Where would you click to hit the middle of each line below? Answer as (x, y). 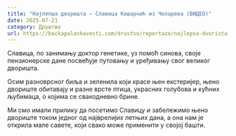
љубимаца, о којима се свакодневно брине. (73, 97)
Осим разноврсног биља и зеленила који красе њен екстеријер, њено (113, 82)
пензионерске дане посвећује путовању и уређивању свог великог (109, 61)
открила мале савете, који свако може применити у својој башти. (106, 125)
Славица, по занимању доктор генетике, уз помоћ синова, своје (104, 53)
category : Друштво (34, 27)
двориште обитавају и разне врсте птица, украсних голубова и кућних (113, 89)
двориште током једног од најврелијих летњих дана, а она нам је (105, 118)
